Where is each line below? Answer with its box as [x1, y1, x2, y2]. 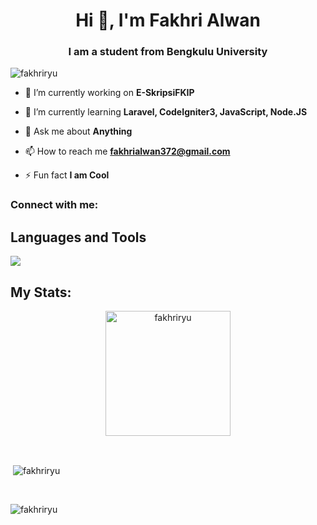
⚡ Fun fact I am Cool [24, 169, 110, 181]
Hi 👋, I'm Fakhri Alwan [75, 9, 261, 32]
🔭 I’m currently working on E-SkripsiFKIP [24, 87, 195, 99]
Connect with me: [10, 198, 99, 212]
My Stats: [10, 284, 72, 301]
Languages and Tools [10, 229, 147, 246]
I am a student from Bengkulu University [68, 45, 268, 59]
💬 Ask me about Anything [24, 125, 133, 138]
